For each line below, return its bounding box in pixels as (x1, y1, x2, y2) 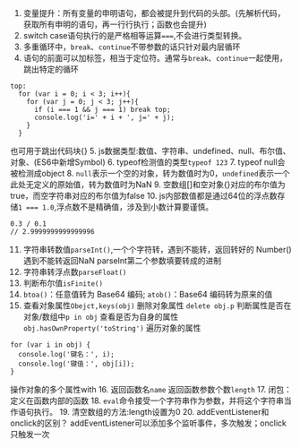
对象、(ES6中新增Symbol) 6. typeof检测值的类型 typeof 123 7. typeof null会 (10, 157, 286, 168)
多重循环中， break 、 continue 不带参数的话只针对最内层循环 (22, 41, 241, 52)
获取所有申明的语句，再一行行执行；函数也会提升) (22, 19, 207, 30)
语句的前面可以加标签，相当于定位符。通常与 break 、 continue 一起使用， (22, 53, 287, 63)
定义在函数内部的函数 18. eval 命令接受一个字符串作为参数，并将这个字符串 (10, 395, 285, 406)
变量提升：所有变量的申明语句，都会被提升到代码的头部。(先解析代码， (22, 8, 286, 18)
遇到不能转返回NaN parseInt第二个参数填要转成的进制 (22, 255, 222, 266)
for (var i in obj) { (10, 340, 91, 349)
